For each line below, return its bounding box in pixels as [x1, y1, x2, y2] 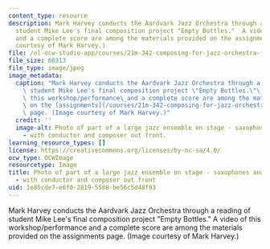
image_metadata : [8, 71, 63, 80]
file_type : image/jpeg [8, 64, 84, 72]
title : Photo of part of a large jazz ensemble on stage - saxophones [8, 169, 250, 177]
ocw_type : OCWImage [8, 153, 74, 161]
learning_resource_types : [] [8, 138, 106, 147]
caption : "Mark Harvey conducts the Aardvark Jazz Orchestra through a [15, 79, 261, 87]
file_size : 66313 [8, 57, 67, 65]
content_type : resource [8, 11, 88, 20]
